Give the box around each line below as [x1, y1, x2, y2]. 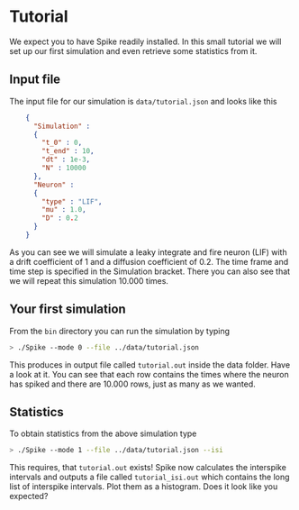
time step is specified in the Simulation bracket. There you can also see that [9, 266, 291, 277]
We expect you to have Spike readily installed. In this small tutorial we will [9, 36, 282, 47]
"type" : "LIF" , [41, 196, 103, 206]
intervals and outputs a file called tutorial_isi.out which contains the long [9, 471, 290, 483]
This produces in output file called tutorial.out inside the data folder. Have [9, 359, 291, 370]
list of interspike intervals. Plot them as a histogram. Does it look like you [9, 481, 278, 492]
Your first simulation [9, 302, 126, 317]
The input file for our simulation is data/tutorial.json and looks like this [9, 96, 277, 106]
